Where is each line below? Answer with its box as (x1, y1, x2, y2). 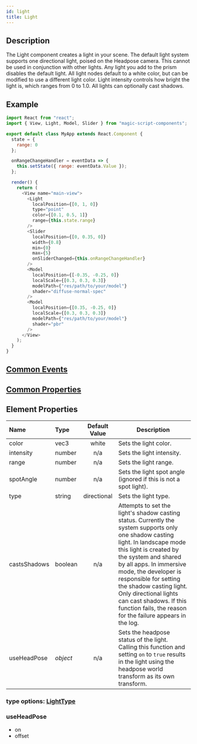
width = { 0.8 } (32, 239, 62, 245)
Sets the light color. (118, 439, 172, 447)
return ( (16, 185, 38, 191)
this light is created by (118, 545, 179, 553)
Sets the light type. (118, 492, 170, 500)
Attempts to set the (118, 501, 171, 509)
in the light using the (118, 657, 175, 665)
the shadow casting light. (118, 582, 188, 590)
